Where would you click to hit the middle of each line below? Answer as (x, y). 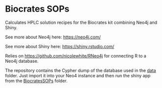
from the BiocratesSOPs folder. (36, 81)
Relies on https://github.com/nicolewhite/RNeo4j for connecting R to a (76, 56)
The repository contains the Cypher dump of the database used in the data (81, 70)
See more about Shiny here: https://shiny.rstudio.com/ (60, 46)
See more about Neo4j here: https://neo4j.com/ (53, 37)
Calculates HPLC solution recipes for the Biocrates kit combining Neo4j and (81, 22)
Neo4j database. (22, 61)
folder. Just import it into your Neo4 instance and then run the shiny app (78, 75)
